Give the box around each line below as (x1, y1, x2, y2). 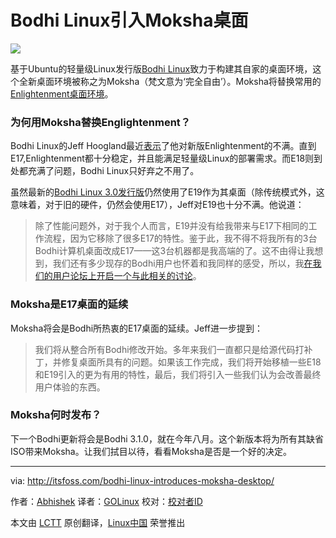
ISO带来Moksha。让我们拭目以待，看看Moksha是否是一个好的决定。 (10, 445, 292, 457)
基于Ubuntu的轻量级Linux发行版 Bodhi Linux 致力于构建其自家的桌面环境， (10, 62, 313, 75)
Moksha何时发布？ (10, 408, 102, 422)
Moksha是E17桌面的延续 (10, 297, 129, 311)
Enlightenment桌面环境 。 (10, 87, 114, 100)
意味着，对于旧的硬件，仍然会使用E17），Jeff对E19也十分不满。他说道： (10, 199, 305, 211)
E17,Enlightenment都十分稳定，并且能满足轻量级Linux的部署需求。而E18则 (10, 152, 315, 165)
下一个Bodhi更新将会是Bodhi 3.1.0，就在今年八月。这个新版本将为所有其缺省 (10, 432, 324, 445)
